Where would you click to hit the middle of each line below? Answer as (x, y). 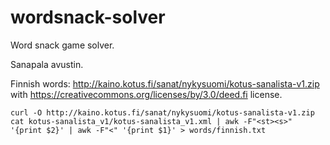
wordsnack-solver (88, 17)
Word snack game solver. (62, 45)
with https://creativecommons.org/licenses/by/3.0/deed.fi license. (146, 94)
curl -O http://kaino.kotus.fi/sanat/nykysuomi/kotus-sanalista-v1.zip (162, 112)
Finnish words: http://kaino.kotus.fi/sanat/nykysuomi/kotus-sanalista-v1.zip (165, 83)
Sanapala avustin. (47, 64)
